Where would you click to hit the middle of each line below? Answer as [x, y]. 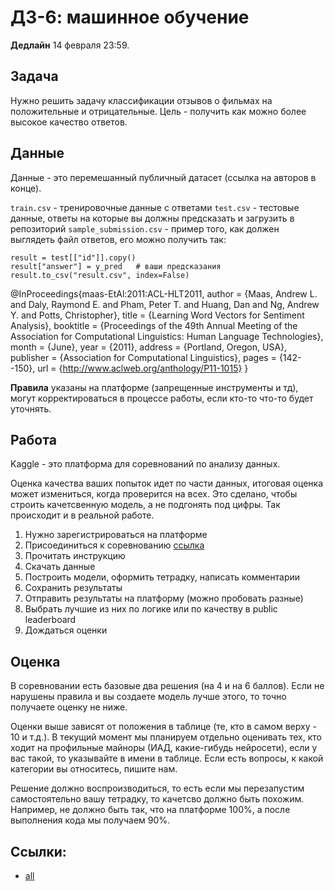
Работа [33, 439]
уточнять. [31, 408]
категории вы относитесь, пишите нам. [94, 769]
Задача [34, 76]
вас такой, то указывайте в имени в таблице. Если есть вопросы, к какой [167, 758]
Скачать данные [60, 567]
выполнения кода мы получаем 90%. [90, 820]
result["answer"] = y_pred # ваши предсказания [116, 266]
